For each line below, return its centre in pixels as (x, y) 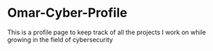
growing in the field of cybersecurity (60, 39)
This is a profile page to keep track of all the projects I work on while (107, 32)
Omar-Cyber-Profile (67, 13)
